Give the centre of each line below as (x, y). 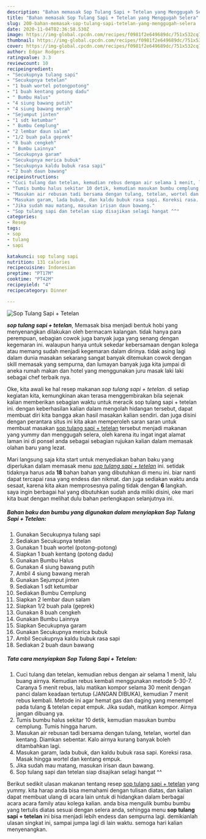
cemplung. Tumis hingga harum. (56, 726)
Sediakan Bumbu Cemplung (51, 593)
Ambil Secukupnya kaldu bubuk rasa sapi (68, 638)
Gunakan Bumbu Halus (45, 560)
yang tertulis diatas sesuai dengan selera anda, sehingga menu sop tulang (101, 810)
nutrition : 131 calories (39, 262)
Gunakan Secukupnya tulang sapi (58, 534)
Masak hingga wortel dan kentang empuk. (68, 759)
